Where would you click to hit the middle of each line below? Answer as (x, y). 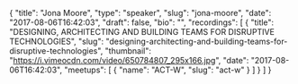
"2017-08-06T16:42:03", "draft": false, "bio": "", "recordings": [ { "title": (142, 22)
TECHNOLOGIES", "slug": (57, 41)
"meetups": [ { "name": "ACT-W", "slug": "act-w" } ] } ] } (168, 70)
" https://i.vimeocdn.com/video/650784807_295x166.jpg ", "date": (129, 60)
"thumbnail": (128, 51)
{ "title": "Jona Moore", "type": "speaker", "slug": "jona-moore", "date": (140, 13)
